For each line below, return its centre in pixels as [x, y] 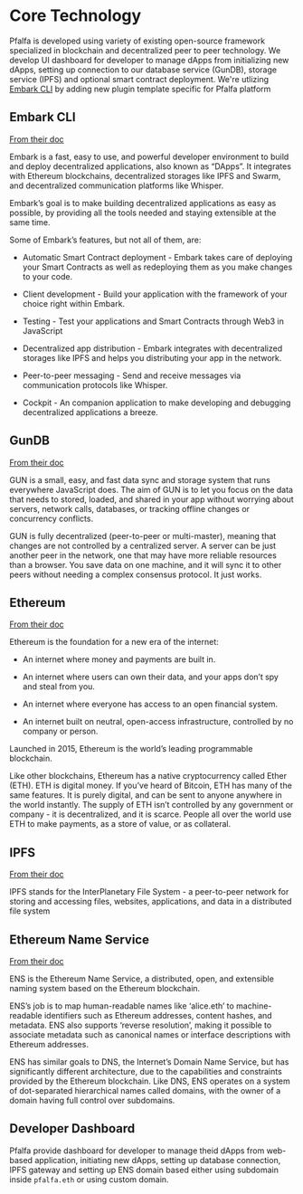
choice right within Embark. [73, 303]
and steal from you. [58, 687]
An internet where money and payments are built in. [119, 659]
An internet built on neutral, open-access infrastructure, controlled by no [158, 722]
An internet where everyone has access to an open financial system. [150, 704]
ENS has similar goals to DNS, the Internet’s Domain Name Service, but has [149, 1062]
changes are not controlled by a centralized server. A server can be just [143, 545]
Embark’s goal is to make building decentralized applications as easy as [143, 203]
